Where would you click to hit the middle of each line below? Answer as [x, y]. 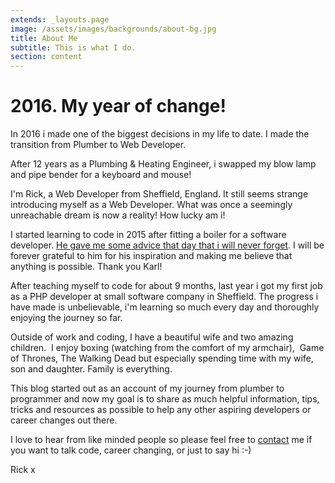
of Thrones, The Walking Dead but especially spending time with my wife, [162, 358]
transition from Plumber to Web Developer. [98, 145]
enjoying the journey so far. [66, 318]
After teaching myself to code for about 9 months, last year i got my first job [166, 286]
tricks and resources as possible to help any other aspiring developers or [161, 410]
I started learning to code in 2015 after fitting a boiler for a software [148, 235]
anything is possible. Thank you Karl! [86, 267]
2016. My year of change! [118, 106]
